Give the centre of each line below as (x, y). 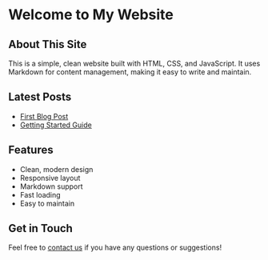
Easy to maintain (47, 203)
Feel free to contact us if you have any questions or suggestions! (115, 248)
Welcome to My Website (91, 15)
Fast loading (40, 194)
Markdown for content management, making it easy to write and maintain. (130, 72)
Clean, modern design (56, 169)
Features (31, 150)
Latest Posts (40, 97)
